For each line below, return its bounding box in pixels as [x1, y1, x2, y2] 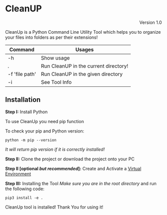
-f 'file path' [7, 71, 36, 77]
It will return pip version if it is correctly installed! [5, 146, 105, 152]
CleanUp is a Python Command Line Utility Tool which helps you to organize [5, 29, 161, 35]
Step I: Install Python [5, 109, 48, 115]
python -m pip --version [5, 138, 57, 143]
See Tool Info [41, 78, 72, 85]
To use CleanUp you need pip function [5, 118, 84, 124]
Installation [5, 95, 41, 104]
